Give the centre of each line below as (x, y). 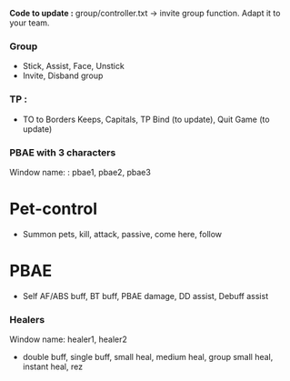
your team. (30, 23)
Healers (27, 319)
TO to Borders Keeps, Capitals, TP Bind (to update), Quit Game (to (146, 119)
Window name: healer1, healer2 (68, 339)
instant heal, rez (53, 366)
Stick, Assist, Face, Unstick (73, 66)
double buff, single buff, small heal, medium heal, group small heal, (148, 357)
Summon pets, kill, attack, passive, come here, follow (122, 234)
